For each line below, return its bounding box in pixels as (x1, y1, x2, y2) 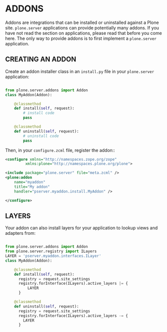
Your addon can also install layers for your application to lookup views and (5, 225, 158, 231)
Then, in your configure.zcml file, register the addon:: (5, 147, 116, 153)
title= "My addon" (14, 184, 50, 189)
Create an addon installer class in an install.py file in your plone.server (5, 68, 155, 74)
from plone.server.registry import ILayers (5, 249, 97, 254)
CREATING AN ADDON (5, 55, 76, 64)
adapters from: (5, 230, 36, 236)
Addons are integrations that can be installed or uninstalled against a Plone (5, 19, 159, 25)
